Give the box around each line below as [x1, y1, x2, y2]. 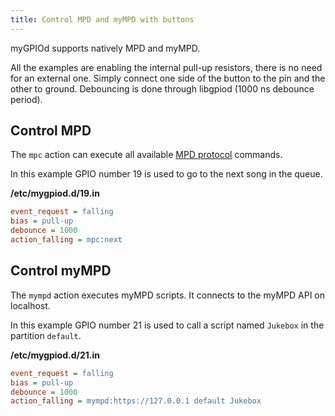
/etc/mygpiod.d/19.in [10, 187, 100, 200]
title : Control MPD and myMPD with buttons [10, 14, 195, 25]
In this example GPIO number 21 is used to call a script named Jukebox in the [10, 319, 325, 331]
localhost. [10, 299, 51, 311]
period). [10, 93, 43, 105]
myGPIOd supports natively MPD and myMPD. [10, 42, 201, 54]
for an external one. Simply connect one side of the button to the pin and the [10, 72, 326, 84]
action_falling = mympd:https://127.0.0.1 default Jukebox [10, 396, 262, 406]
